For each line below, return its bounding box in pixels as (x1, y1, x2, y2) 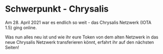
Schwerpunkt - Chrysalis (5, 3, 109, 15)
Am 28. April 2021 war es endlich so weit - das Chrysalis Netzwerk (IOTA (5, 19, 152, 25)
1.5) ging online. (5, 24, 37, 30)
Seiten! (5, 44, 20, 50)
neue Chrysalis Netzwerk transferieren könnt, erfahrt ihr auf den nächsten (5, 39, 154, 45)
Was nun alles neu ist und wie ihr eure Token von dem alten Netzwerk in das (5, 34, 159, 40)
